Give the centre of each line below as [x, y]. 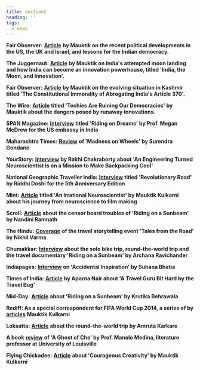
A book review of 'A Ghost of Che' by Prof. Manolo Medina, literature [93, 338]
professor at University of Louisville [52, 344]
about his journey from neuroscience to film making [72, 201]
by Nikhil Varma [26, 237]
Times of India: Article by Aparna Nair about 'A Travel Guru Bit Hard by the [100, 279]
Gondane [18, 148]
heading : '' [21, 17]
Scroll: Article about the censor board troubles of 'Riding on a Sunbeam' [98, 213]
